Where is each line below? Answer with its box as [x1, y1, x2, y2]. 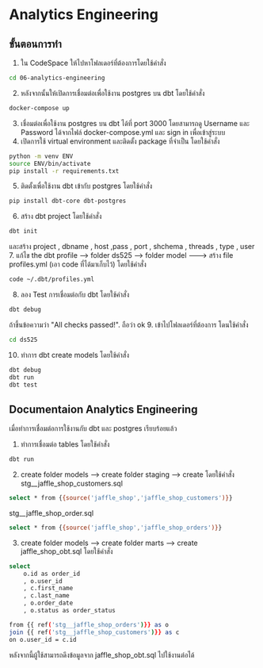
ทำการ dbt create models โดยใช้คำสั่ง [20, 350, 130, 359]
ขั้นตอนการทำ [9, 37, 62, 51]
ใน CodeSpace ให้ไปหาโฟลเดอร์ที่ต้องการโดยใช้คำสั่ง [20, 58, 166, 67]
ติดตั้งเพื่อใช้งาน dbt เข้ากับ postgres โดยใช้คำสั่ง [20, 181, 153, 191]
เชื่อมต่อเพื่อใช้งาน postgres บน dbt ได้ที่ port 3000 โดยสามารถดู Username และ [20, 118, 250, 128]
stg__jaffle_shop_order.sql [9, 508, 94, 517]
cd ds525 [9, 336, 38, 344]
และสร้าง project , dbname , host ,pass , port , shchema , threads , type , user [9, 242, 255, 251]
